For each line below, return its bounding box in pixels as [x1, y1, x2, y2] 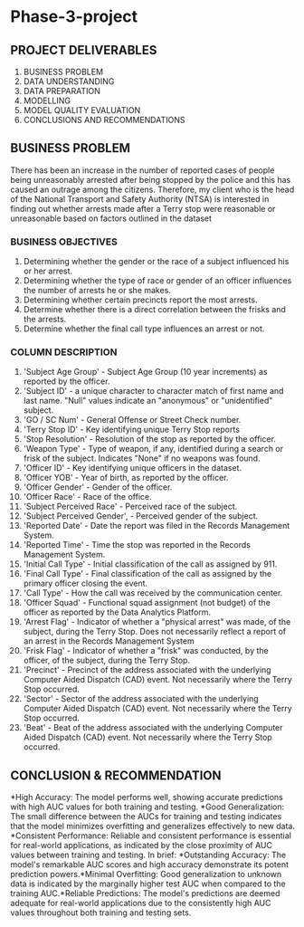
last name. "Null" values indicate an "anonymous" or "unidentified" [23, 396, 273, 406]
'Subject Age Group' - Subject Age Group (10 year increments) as [23, 367, 268, 377]
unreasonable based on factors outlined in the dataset [10, 213, 212, 224]
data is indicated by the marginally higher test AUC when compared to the [10, 878, 286, 889]
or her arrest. [23, 265, 73, 277]
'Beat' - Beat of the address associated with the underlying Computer [23, 722, 283, 733]
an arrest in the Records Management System [23, 636, 195, 646]
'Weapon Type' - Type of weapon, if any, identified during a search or [23, 444, 284, 454]
